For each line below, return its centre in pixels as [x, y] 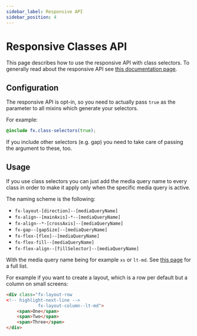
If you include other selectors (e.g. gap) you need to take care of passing [95, 142]
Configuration [32, 87]
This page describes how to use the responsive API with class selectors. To [98, 63]
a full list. [17, 266]
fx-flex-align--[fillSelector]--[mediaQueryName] [77, 249]
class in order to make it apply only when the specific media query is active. [98, 187]
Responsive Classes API [67, 47]
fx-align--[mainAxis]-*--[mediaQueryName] [68, 217]
